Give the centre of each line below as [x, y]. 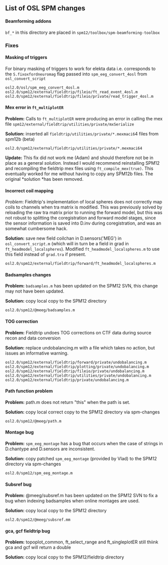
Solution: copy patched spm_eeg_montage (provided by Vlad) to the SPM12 [81, 458]
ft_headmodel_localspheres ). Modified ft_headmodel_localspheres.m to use [82, 249]
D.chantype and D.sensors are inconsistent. [50, 449]
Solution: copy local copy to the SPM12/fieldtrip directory [65, 557]
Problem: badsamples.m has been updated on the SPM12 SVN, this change [81, 286]
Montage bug [20, 432]
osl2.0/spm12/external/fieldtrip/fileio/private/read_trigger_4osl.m [79, 96]
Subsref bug [18, 484]
